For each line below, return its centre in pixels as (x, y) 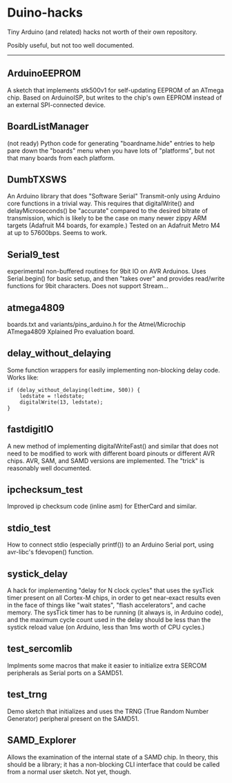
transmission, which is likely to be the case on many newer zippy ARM (107, 218)
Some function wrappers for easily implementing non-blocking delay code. (114, 370)
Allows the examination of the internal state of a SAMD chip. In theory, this (113, 757)
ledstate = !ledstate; (52, 396)
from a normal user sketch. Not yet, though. (69, 771)
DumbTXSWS (37, 179)
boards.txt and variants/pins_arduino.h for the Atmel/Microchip (97, 324)
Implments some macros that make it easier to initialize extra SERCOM (107, 666)
